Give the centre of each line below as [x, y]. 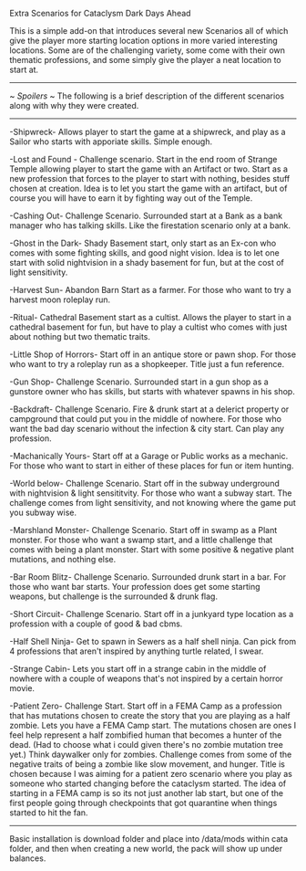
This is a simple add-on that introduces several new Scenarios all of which [149, 31]
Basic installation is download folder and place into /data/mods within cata [149, 839]
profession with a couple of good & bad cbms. [96, 624]
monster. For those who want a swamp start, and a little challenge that [141, 540]
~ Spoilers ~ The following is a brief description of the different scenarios [147, 96]
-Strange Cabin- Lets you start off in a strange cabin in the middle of [138, 669]
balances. [28, 858]
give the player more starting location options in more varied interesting [143, 41]
